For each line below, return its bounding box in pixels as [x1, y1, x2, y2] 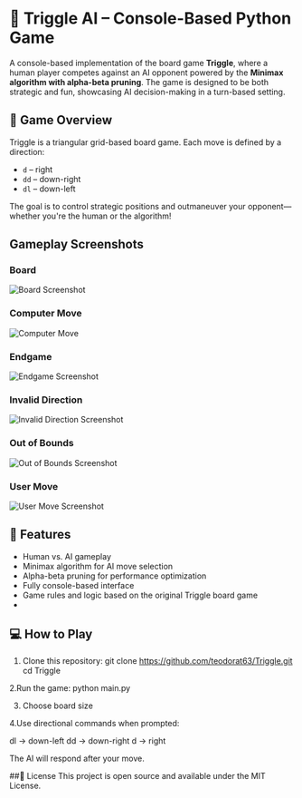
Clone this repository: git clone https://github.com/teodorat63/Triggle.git [22, 655, 293, 666]
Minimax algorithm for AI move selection [22, 560, 174, 571]
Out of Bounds [9, 437, 74, 450]
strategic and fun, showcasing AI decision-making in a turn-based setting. [9, 86, 286, 97]
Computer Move [9, 307, 82, 320]
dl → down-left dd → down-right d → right [9, 735, 166, 746]
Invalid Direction [9, 394, 83, 406]
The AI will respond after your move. [9, 753, 145, 764]
